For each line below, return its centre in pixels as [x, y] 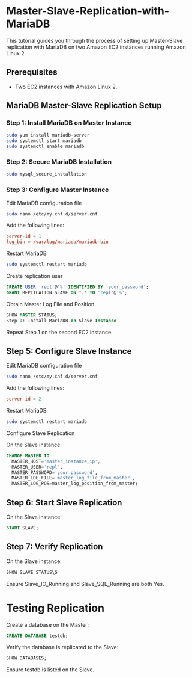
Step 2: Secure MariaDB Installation [59, 162]
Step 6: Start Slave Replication [64, 503]
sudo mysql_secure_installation [46, 174]
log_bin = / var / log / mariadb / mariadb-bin [58, 242]
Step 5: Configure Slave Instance [69, 351]
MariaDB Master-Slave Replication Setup [84, 106]
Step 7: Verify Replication [55, 547]
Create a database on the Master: [48, 624]
